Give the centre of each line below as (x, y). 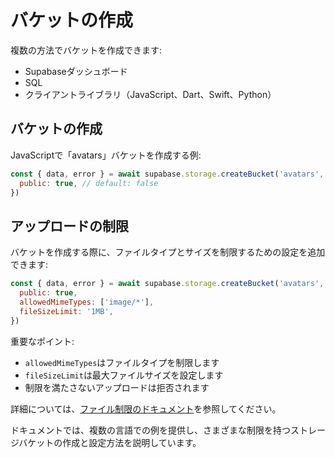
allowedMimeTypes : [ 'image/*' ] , (87, 302)
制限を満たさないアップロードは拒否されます (117, 387)
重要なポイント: (42, 341)
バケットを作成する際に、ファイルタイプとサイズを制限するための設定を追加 (168, 252)
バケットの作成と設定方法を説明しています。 (110, 442)
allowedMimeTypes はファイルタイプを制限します (122, 362)
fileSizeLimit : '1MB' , (66, 311)
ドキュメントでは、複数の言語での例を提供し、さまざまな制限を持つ (150, 430)
